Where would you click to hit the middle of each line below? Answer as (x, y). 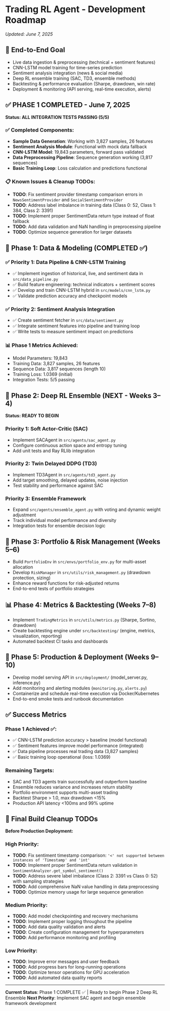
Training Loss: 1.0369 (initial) (42, 374)
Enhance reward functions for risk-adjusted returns (66, 583)
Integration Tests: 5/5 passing (44, 380)
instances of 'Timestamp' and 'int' (51, 860)
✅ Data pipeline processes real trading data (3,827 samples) (75, 752)
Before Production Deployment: (39, 831)
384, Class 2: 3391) (33, 210)
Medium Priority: (27, 905)
